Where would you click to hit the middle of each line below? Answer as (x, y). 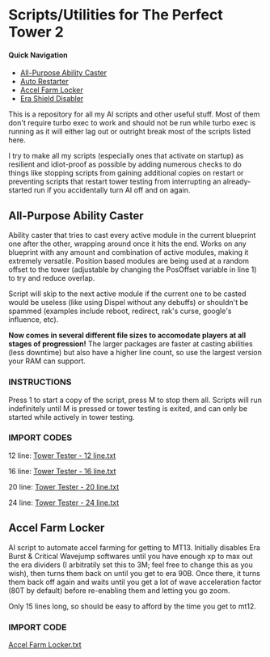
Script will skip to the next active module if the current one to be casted (127, 294)
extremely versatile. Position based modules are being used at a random (129, 261)
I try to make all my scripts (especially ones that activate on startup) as (126, 156)
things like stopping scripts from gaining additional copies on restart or (126, 173)
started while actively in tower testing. (72, 417)
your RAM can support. (47, 361)
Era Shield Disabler (52, 99)
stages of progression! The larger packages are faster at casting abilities (131, 344)
